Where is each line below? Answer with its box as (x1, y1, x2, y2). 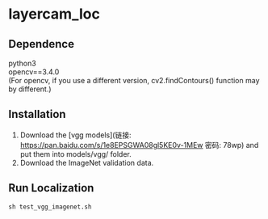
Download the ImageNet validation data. (19, 158, 154, 167)
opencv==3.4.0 (8, 67, 60, 77)
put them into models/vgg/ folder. (19, 149, 132, 158)
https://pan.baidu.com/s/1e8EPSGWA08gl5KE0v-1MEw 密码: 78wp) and (19, 140, 259, 150)
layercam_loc (8, 5, 101, 23)
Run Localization (8, 181, 94, 195)
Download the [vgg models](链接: (19, 130, 132, 140)
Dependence (8, 37, 75, 51)
